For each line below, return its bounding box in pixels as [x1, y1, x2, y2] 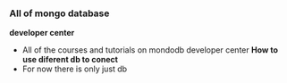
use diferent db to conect [21, 54, 119, 65]
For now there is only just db [21, 63, 128, 74]
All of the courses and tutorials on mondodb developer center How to [21, 45, 279, 55]
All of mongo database [9, 7, 110, 20]
